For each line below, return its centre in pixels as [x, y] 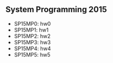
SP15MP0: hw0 [32, 23]
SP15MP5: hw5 [32, 54]
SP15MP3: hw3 [32, 42]
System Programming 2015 [56, 10]
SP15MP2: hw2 [32, 36]
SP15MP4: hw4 [32, 48]
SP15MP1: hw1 [31, 30]
